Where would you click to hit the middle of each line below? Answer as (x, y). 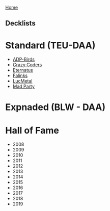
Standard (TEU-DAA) (50, 45)
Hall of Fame (32, 130)
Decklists (20, 23)
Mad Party (23, 87)
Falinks (20, 75)
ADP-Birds (23, 59)
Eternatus (23, 70)
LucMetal (22, 81)
